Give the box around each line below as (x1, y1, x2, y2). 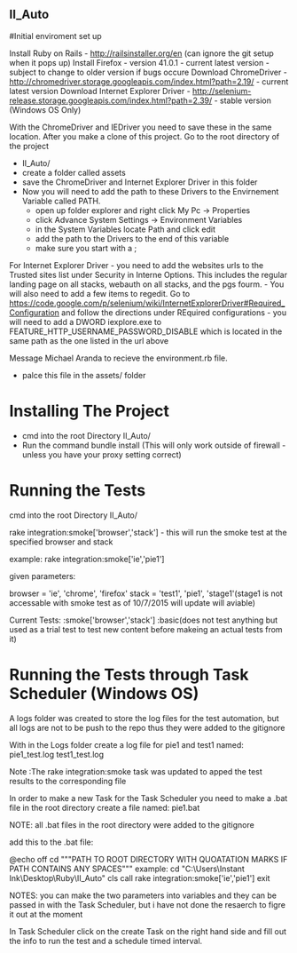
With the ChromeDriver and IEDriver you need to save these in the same (9, 122, 272, 132)
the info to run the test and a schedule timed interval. (9, 935, 203, 946)
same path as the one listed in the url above (9, 335, 169, 345)
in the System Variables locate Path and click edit (35, 224, 215, 234)
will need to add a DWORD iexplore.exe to (9, 316, 162, 327)
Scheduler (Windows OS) (9, 683, 199, 703)
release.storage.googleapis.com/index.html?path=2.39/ (9, 95, 213, 106)
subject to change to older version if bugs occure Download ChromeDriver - (9, 67, 288, 77)
